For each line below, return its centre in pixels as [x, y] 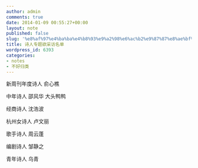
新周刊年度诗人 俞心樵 [33, 84]
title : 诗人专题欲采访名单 [35, 45]
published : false [27, 34]
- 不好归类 [18, 66]
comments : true [25, 17]
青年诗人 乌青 [22, 159]
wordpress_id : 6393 [30, 50]
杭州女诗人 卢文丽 [27, 121]
